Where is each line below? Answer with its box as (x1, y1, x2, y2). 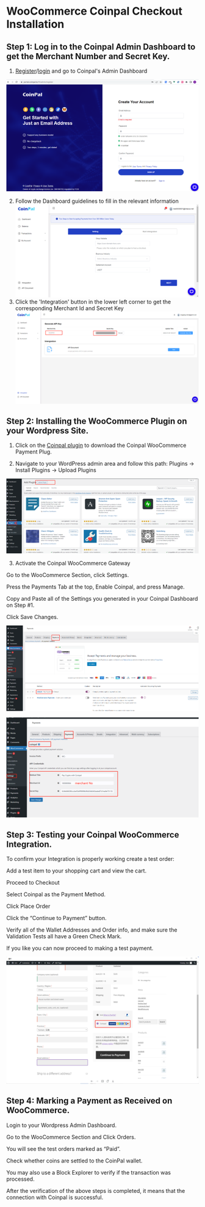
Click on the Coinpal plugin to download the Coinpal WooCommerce (15, 441, 187, 449)
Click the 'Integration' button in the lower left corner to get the (15, 298, 171, 306)
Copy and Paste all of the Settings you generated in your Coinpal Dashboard (6, 595, 198, 603)
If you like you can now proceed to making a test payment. (6, 944, 154, 952)
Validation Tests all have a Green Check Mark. (6, 933, 122, 940)
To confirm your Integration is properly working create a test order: (6, 855, 175, 863)
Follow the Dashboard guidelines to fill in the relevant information (15, 197, 179, 205)
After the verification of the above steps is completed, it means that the (6, 1187, 185, 1194)
